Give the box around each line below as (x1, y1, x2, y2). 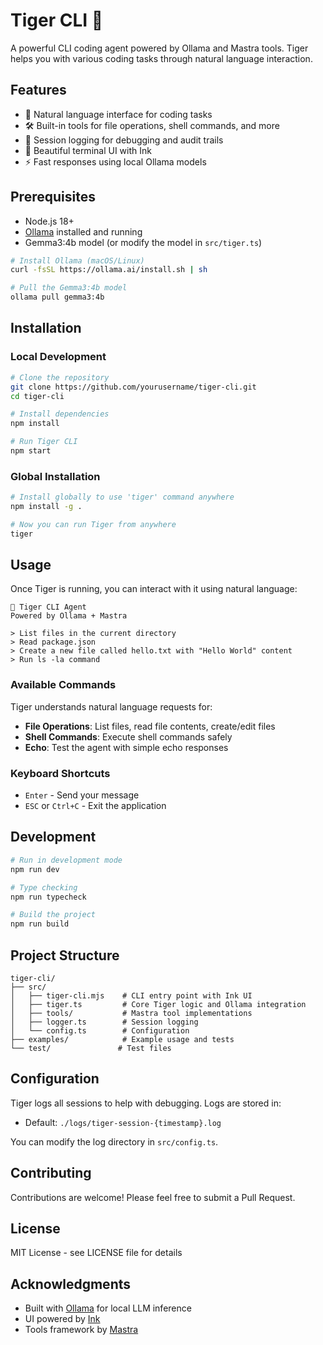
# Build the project (10, 910, 97, 920)
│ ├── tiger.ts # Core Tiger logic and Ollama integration (10, 999, 307, 1009)
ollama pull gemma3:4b (10, 292, 105, 303)
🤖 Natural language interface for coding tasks (24, 108, 213, 120)
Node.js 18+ (24, 215, 75, 227)
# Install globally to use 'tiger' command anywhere (10, 492, 235, 503)
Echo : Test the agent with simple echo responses (24, 741, 229, 753)
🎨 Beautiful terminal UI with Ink (24, 144, 152, 156)
